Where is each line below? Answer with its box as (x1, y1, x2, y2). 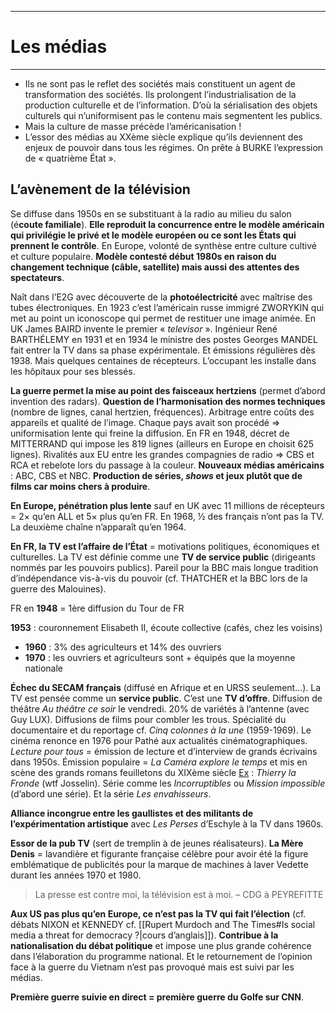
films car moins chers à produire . (10, 480, 151, 492)
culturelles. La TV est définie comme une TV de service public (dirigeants (10, 551, 316, 563)
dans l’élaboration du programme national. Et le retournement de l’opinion (10, 950, 313, 962)
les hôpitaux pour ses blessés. (10, 365, 136, 377)
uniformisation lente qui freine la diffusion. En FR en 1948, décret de (10, 427, 290, 439)
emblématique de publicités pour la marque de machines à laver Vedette (10, 858, 309, 870)
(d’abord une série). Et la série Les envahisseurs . (10, 787, 212, 800)
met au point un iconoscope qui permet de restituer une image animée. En (10, 312, 316, 324)
